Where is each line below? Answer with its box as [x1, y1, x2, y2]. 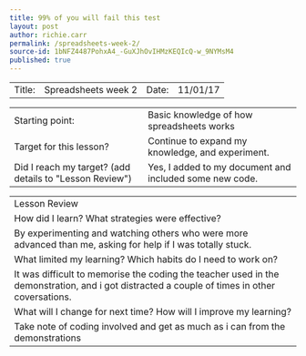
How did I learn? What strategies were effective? [14, 212, 221, 224]
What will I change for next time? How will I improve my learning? [14, 306, 291, 318]
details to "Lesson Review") [14, 172, 132, 185]
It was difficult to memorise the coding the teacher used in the [14, 268, 280, 280]
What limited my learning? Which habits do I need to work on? [14, 253, 279, 265]
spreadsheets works [148, 120, 235, 132]
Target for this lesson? [14, 140, 109, 153]
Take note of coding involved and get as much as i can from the [14, 320, 285, 332]
